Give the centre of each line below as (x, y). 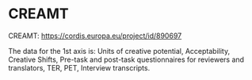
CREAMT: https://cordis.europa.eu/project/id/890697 (95, 36)
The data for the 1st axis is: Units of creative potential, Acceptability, (119, 51)
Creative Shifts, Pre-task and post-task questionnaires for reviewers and (126, 59)
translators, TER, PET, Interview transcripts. (79, 67)
